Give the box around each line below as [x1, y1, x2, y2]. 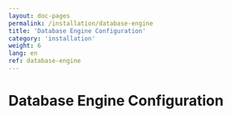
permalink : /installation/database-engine [8, 19, 153, 27]
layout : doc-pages [8, 11, 70, 20]
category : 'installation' [8, 34, 95, 43]
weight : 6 [8, 42, 42, 50]
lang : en [8, 49, 38, 57]
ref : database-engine [8, 57, 82, 65]
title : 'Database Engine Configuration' [8, 27, 147, 35]
